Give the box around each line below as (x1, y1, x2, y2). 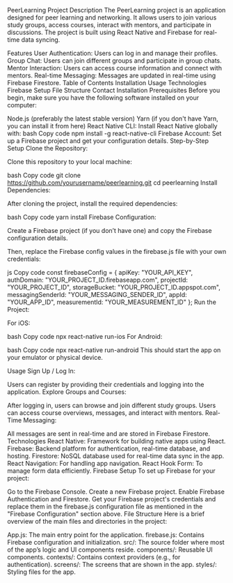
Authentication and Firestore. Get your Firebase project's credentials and (7, 495, 216, 503)
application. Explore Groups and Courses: (7, 388, 127, 396)
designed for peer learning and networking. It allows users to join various (7, 13, 217, 22)
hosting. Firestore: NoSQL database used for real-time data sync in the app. (7, 452, 225, 460)
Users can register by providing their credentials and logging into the (7, 380, 204, 388)
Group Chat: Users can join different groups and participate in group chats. (7, 56, 223, 65)
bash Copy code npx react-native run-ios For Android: (7, 333, 163, 340)
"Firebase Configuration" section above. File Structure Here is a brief (7, 510, 205, 518)
